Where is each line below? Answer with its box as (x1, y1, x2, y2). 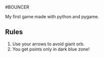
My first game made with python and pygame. (5, 14, 99, 19)
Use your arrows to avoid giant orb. (12, 41, 85, 47)
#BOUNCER (5, 4, 30, 10)
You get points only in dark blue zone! (12, 46, 90, 52)
